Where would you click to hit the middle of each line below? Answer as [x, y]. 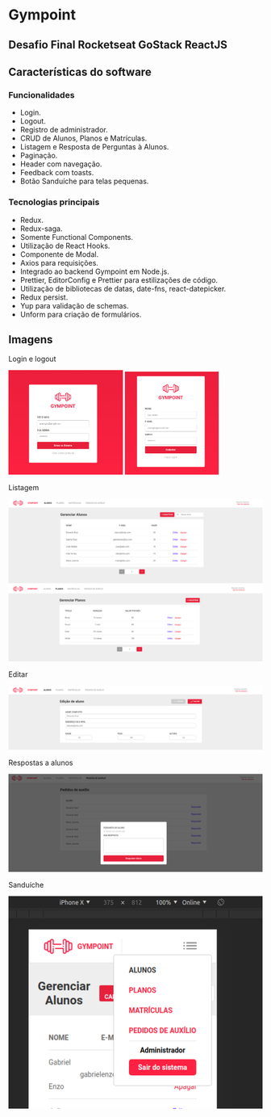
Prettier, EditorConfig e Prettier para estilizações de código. [119, 279]
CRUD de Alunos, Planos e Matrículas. [83, 138]
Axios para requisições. [59, 262]
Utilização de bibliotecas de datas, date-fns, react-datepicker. [123, 288]
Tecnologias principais [54, 202]
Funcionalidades [42, 94]
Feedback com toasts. [57, 173]
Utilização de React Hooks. [65, 246]
